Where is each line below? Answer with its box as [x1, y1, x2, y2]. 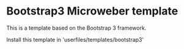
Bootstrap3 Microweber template [6, 4, 178, 18]
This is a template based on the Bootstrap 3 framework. [6, 24, 147, 31]
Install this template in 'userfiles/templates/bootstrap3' [6, 36, 144, 43]
